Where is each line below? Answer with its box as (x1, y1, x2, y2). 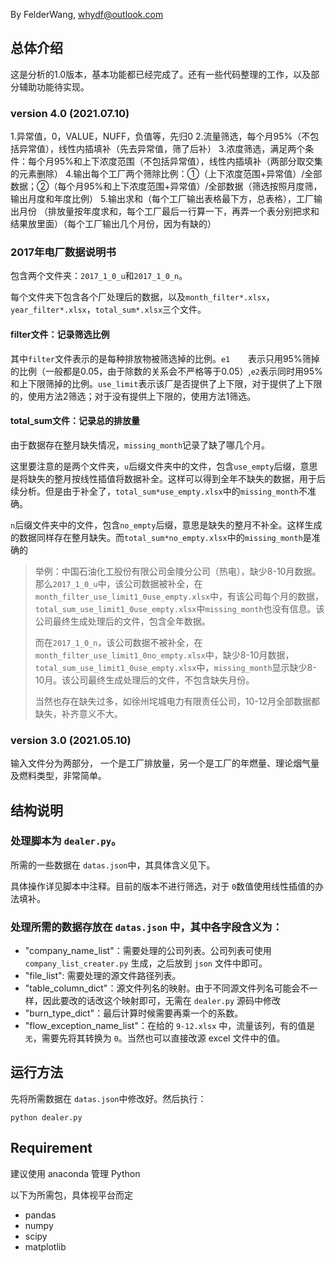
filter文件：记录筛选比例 (10, 329, 110, 340)
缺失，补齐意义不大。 (34, 707, 123, 719)
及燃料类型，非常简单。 (10, 770, 107, 782)
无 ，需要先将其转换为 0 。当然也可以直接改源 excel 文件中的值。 (24, 1032, 286, 1044)
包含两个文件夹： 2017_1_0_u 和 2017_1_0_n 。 (10, 270, 188, 282)
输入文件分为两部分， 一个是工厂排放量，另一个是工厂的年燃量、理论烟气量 (10, 757, 320, 769)
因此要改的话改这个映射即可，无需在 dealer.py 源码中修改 (42, 995, 282, 1007)
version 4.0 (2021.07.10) (10, 106, 130, 120)
